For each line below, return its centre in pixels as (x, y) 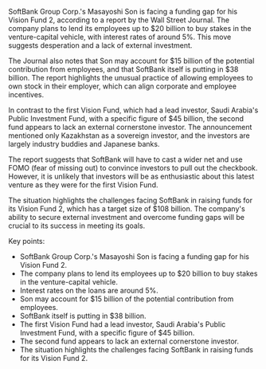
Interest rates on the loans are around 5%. (89, 290)
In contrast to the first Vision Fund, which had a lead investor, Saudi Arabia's (133, 110)
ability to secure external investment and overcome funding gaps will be (127, 217)
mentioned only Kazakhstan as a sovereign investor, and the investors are (129, 135)
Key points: (27, 241)
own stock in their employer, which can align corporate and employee (123, 86)
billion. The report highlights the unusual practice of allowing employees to (131, 78)
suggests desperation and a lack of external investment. (100, 45)
